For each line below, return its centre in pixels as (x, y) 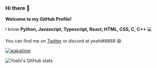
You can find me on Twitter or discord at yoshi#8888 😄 (64, 41)
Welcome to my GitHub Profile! (39, 19)
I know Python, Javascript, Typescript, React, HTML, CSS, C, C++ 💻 (79, 29)
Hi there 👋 (18, 8)
